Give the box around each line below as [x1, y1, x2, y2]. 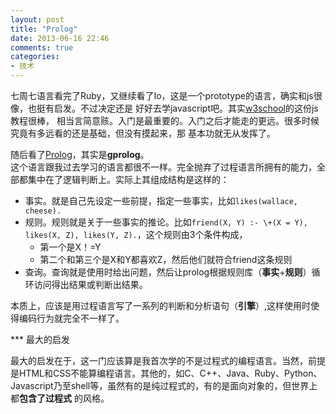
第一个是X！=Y [39, 241, 102, 253]
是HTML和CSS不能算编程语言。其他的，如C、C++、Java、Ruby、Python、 [10, 367, 323, 379]
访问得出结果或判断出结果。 [33, 279, 148, 290]
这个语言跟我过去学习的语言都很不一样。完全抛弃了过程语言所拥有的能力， [10, 161, 317, 173]
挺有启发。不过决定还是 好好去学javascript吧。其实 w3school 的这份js [36, 102, 319, 114]
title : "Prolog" [10, 24, 78, 34]
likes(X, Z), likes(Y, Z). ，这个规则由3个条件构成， [24, 229, 248, 240]
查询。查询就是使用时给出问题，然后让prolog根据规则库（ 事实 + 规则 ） [24, 266, 312, 278]
